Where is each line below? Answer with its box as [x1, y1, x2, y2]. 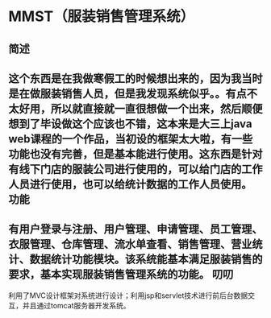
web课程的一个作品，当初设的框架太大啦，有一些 [8, 132, 253, 146]
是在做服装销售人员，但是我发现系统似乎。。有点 [8, 86, 248, 101]
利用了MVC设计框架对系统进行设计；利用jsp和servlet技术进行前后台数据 [8, 291, 248, 300]
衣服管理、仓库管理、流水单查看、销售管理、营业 [8, 237, 252, 251]
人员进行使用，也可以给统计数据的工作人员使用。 [8, 177, 252, 191]
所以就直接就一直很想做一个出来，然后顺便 [50, 101, 263, 115]
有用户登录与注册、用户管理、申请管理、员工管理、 [8, 222, 263, 236]
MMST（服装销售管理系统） [8, 7, 195, 26]
